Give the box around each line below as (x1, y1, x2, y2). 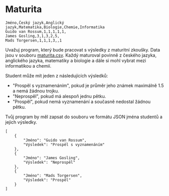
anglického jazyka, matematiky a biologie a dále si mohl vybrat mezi (5, 57, 146, 64)
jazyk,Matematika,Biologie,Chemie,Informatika (5, 24, 105, 30)
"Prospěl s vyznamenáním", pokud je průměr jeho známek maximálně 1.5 (12, 82, 164, 88)
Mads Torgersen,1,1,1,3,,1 (5, 38, 62, 43)
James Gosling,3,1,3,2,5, (5, 33, 60, 38)
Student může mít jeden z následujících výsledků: (5, 72, 108, 79)
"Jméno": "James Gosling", (23, 155, 80, 160)
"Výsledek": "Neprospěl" (23, 160, 76, 165)
